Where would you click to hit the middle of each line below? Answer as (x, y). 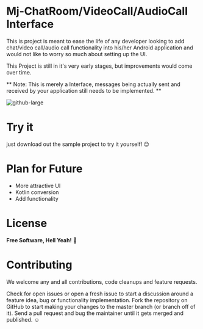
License (27, 223)
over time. (19, 72)
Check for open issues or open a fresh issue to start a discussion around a (100, 294)
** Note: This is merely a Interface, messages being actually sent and (94, 84)
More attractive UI (38, 186)
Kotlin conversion (37, 192)
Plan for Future (45, 169)
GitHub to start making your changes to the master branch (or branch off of (101, 306)
